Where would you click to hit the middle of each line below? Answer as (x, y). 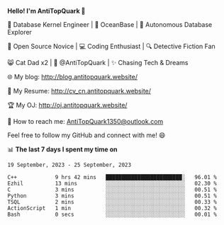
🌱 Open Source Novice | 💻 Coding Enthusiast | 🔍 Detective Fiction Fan (112, 46)
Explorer (19, 32)
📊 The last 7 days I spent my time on (63, 149)
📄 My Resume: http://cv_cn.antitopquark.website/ (79, 91)
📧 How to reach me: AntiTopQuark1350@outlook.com (85, 121)
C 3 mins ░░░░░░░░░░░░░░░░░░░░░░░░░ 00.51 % (112, 190)
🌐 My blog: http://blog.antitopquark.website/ (73, 77)
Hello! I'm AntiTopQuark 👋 (46, 11)
